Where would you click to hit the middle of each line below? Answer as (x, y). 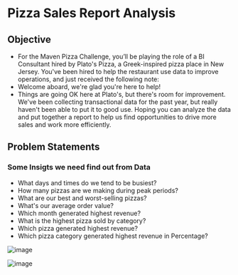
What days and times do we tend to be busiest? (87, 182)
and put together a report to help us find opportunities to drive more (117, 117)
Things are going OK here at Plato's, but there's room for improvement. (121, 94)
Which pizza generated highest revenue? (78, 228)
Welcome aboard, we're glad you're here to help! (89, 87)
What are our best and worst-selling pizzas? (82, 198)
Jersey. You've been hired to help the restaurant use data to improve (118, 72)
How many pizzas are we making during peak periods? (98, 190)
